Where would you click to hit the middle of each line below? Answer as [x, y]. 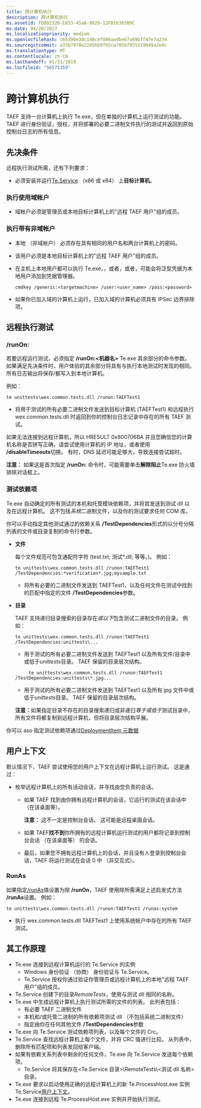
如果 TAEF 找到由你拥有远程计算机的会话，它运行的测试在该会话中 [105, 800]
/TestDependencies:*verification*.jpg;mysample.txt [80, 573]
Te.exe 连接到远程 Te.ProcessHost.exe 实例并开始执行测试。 [89, 1099]
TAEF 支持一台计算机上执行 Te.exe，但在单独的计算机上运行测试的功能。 [96, 117]
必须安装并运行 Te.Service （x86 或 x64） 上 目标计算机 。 [85, 181]
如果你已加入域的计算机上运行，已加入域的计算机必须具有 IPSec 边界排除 [105, 299]
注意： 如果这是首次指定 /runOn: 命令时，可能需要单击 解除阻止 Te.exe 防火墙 [100, 465]
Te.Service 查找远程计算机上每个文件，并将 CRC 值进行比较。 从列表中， [105, 1039]
